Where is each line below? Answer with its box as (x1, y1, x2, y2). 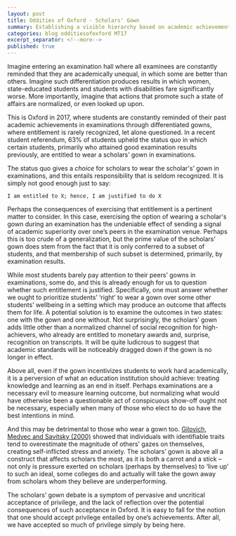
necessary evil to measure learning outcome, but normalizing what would (7, 389, 220, 397)
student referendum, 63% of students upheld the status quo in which (7, 136, 207, 144)
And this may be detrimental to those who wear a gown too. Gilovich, (7, 425, 207, 433)
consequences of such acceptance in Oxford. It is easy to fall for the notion (7, 506, 226, 514)
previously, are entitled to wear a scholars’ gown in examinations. (7, 150, 197, 159)
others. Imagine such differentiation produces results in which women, (7, 77, 211, 85)
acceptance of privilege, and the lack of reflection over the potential (7, 498, 204, 506)
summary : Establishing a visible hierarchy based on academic (7, 23, 193, 30)
